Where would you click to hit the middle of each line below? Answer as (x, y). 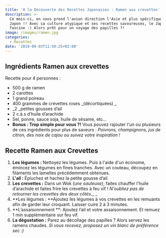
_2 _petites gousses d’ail (37, 109)
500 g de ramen (29, 88)
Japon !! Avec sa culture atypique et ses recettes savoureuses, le (82, 23)
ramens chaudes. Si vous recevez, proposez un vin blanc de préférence (85, 226)
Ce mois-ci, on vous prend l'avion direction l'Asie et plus (74, 19)
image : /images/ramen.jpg (32, 33)
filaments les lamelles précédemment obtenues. (61, 173)
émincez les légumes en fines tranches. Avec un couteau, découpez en (85, 168)
